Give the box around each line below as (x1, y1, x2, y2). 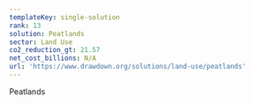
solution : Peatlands (9, 29, 86, 38)
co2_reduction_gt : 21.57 (9, 46, 101, 55)
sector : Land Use (9, 37, 73, 47)
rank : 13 (9, 21, 41, 30)
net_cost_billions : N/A (9, 54, 97, 63)
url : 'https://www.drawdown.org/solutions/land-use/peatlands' (9, 63, 247, 71)
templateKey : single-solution (9, 12, 121, 22)
